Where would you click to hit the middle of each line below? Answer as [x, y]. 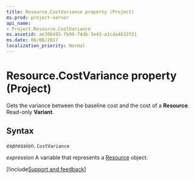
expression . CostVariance [38, 146]
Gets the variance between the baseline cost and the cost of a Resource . [98, 105]
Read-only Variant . [30, 112]
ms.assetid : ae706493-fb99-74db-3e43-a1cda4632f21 [72, 35]
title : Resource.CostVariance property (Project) [70, 12]
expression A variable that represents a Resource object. [77, 157]
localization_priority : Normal [46, 46]
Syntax [20, 131]
